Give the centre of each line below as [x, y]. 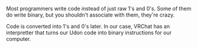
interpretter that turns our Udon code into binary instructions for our [89, 33]
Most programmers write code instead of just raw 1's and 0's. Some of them [99, 9]
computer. [19, 39]
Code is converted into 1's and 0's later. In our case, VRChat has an [88, 26]
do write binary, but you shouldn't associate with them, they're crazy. [91, 15]
